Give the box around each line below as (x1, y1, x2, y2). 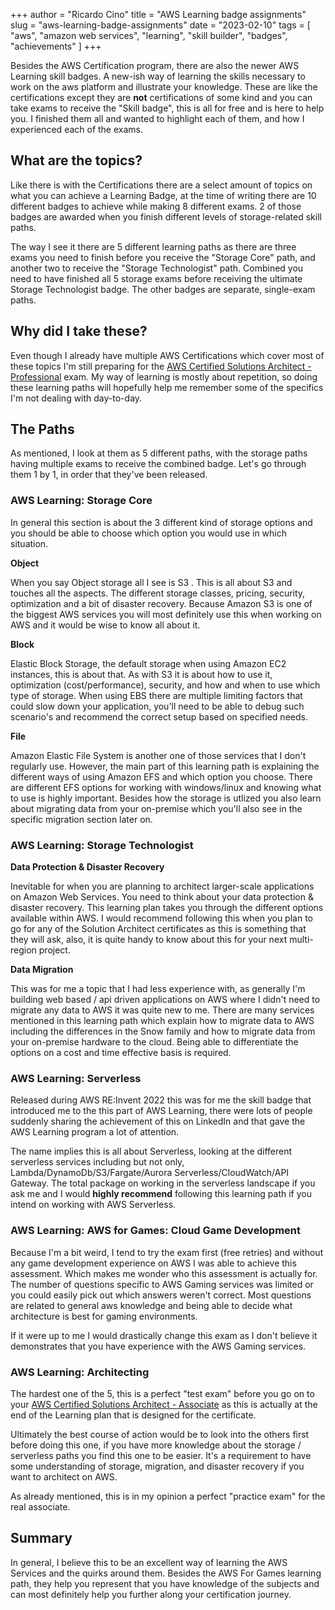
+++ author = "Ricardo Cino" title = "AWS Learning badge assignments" (10, 9, 307, 20)
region (10, 944, 37, 956)
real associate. (10, 1500, 71, 1513)
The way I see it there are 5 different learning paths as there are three (10, 240, 297, 253)
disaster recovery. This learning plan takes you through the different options (10, 902, 324, 914)
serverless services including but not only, (10, 1156, 185, 1168)
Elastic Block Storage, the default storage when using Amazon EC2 (10, 657, 287, 669)
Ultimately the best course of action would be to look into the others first (10, 1428, 310, 1440)
